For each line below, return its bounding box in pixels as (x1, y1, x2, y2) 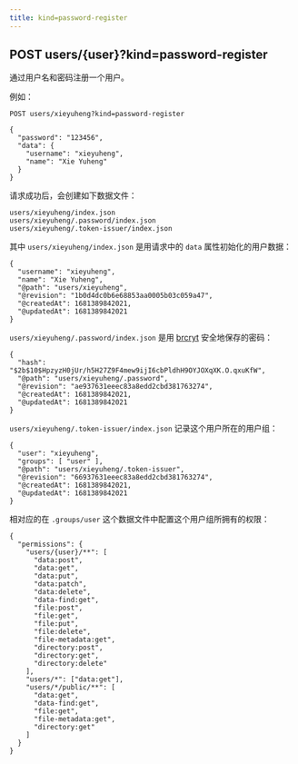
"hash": (17, 358, 47, 368)
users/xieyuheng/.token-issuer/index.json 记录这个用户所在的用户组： (9, 423, 279, 434)
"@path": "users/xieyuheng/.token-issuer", (17, 465, 184, 474)
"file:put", (33, 620, 79, 629)
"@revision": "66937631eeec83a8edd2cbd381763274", (17, 473, 214, 482)
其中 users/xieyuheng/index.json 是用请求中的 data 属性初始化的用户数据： (9, 242, 293, 253)
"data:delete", (33, 588, 92, 597)
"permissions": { (17, 540, 84, 550)
